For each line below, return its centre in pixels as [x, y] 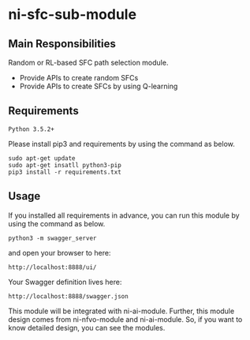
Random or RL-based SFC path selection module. [88, 62]
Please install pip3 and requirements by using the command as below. [121, 144]
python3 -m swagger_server [52, 238]
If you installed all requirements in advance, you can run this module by [124, 215]
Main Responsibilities [62, 44]
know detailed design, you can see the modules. [87, 327]
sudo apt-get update [42, 158]
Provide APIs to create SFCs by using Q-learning [99, 86]
